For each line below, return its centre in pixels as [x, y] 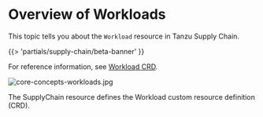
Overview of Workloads [87, 15]
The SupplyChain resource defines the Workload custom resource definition [132, 97]
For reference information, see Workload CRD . [83, 66]
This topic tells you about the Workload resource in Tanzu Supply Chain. [124, 36]
